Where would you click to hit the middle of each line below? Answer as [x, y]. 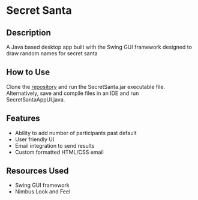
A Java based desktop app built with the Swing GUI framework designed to [99, 47]
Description [28, 33]
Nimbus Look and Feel [43, 192]
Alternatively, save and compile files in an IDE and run [73, 93]
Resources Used [37, 171]
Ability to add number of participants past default [76, 133]
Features [23, 119]
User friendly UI [34, 139]
